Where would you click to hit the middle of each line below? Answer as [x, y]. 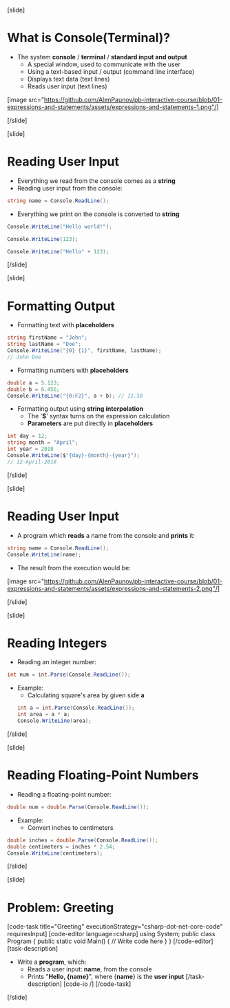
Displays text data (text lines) [69, 79]
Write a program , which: [52, 962]
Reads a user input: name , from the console [90, 969]
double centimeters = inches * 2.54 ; [61, 846]
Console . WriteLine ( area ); [54, 721]
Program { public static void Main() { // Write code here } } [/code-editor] [110, 941]
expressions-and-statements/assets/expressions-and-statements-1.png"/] [113, 107]
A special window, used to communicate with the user [104, 64]
